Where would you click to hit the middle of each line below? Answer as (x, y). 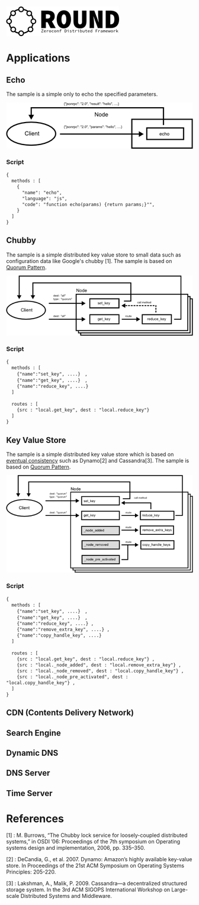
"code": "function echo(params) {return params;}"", (88, 205)
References (35, 819)
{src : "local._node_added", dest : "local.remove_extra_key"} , (99, 665)
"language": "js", (44, 199)
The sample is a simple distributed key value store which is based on (90, 454)
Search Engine (33, 733)
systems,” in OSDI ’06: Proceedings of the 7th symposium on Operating (93, 841)
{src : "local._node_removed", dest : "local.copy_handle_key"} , (100, 671)
